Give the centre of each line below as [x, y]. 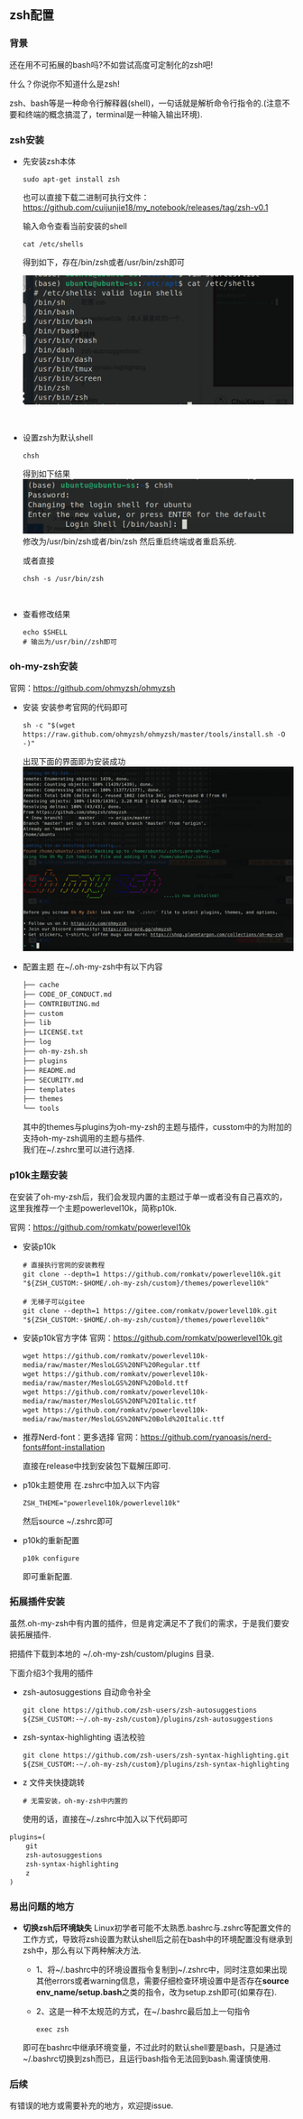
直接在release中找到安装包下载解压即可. [96, 1466]
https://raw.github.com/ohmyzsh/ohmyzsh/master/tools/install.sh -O [154, 734]
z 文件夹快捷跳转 [54, 1782]
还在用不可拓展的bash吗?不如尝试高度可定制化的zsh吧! [111, 64]
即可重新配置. [47, 1576]
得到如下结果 [46, 473]
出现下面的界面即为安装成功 [74, 761]
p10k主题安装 [38, 1175]
